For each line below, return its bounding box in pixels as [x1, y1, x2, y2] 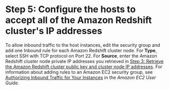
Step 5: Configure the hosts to [5, 4, 136, 15]
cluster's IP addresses [5, 25, 102, 37]
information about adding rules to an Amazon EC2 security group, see [5, 69, 153, 75]
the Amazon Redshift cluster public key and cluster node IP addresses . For [5, 64, 163, 70]
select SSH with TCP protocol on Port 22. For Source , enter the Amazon [5, 52, 157, 59]
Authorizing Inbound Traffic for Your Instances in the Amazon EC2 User [5, 74, 156, 80]
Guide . [5, 80, 19, 86]
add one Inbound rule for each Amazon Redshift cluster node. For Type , [5, 47, 157, 53]
